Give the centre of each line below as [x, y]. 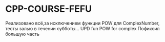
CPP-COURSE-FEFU [49, 9]
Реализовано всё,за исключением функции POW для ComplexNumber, [82, 23]
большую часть [22, 34]
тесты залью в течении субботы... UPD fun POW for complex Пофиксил [82, 28]
